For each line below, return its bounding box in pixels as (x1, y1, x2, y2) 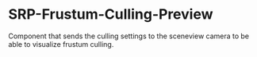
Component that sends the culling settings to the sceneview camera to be (8, 31, 250, 41)
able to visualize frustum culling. (8, 39, 114, 48)
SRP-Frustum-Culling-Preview (8, 5, 213, 23)
